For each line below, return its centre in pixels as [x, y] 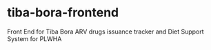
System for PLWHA [34, 38]
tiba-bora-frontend [63, 13]
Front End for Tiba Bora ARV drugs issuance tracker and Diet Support [106, 32]
